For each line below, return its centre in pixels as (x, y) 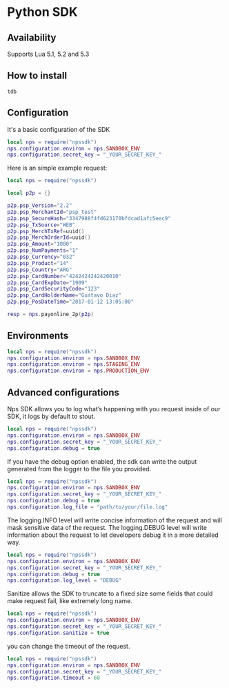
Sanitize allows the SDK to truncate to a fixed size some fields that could (110, 593)
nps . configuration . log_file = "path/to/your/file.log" (88, 507)
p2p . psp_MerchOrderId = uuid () (49, 238)
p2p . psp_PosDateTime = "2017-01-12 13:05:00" (71, 302)
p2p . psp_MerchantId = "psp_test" (52, 212)
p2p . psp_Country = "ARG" (40, 270)
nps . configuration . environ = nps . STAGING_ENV (73, 364)
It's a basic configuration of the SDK (59, 129)
